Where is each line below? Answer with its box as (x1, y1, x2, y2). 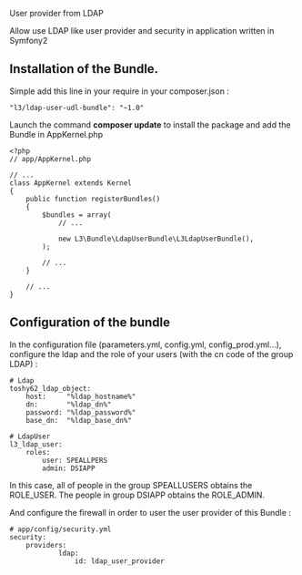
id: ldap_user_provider (74, 556, 166, 566)
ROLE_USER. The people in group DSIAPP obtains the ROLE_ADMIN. (9, 489, 266, 500)
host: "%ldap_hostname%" (25, 392, 136, 401)
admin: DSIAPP (42, 464, 96, 473)
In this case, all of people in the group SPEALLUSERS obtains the (9, 479, 253, 490)
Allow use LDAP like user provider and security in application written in (9, 26, 275, 36)
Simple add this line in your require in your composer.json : (9, 86, 230, 97)
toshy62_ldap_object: (9, 384, 92, 393)
